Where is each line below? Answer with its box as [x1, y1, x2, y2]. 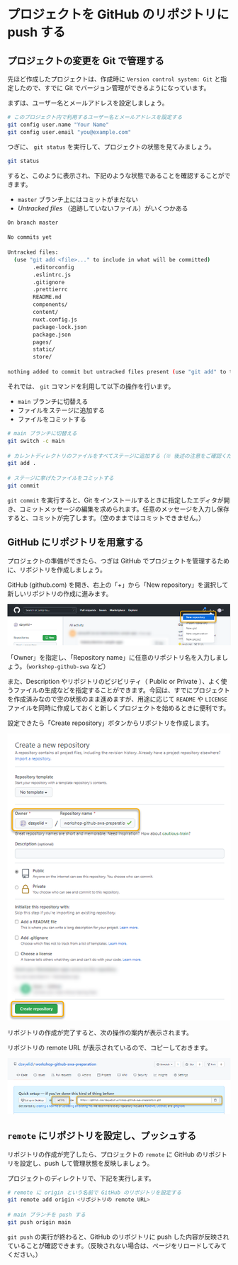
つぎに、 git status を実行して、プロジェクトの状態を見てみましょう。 [7, 142, 216, 151]
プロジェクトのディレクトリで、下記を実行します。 [7, 1174, 156, 1182]
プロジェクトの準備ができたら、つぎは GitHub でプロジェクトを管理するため [7, 556, 230, 565]
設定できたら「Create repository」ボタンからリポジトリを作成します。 [7, 719, 213, 727]
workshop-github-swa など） [28, 662, 110, 670]
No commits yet [7, 234, 52, 241]
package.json [33, 331, 72, 338]
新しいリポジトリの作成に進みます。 [7, 589, 113, 597]
